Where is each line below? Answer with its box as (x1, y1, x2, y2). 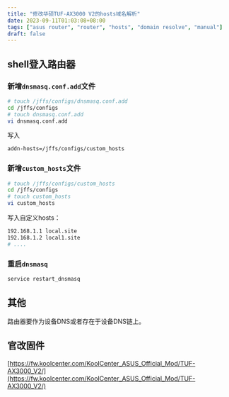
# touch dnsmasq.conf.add (7, 111, 83, 118)
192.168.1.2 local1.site (7, 234, 81, 241)
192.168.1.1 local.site (7, 228, 78, 235)
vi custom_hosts (7, 200, 55, 207)
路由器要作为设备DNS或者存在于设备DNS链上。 (7, 317, 146, 325)
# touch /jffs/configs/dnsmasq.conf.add (7, 97, 129, 105)
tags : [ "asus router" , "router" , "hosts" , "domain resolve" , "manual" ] (7, 23, 223, 30)
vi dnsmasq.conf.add (7, 118, 69, 125)
